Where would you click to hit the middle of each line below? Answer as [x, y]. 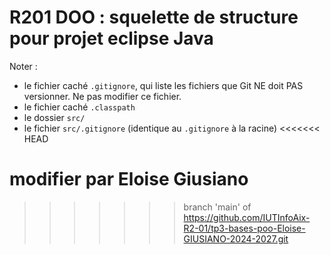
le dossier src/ [54, 117]
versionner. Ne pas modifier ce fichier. [102, 96]
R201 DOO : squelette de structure [154, 17]
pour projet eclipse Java [111, 38]
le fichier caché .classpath [79, 107]
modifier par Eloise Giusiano [129, 179]
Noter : [23, 66]
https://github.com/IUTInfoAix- [247, 217]
